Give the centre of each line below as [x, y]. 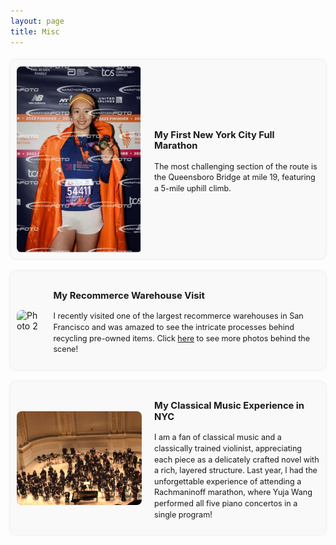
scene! [66, 349]
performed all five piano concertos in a [226, 503]
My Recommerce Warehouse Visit [129, 296]
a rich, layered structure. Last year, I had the [236, 470]
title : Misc [35, 31]
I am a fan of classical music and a [218, 437]
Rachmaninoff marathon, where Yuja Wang [233, 492]
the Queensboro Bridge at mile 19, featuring [235, 177]
